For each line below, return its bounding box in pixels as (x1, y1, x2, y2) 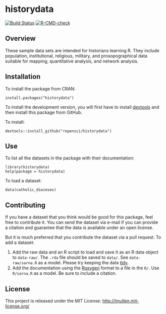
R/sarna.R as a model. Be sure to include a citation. (12, 270, 117, 276)
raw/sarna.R (12, 261, 37, 266)
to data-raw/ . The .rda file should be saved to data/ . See (12, 254, 129, 260)
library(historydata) (5, 165, 50, 170)
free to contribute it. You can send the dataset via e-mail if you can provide (5, 220, 159, 226)
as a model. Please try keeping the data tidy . (38, 260, 129, 266)
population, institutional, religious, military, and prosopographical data (5, 53, 148, 59)
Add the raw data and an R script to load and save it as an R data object (12, 249, 159, 255)
